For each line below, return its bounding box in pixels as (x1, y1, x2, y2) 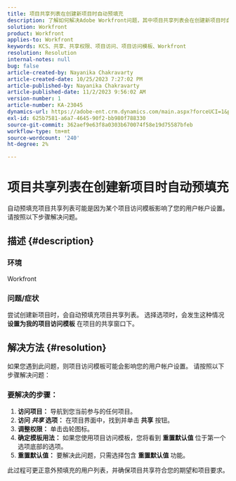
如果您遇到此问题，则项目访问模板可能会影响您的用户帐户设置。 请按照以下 (7, 362, 225, 370)
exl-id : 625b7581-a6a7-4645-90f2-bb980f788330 (7, 114, 146, 121)
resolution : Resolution (7, 50, 77, 57)
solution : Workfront (7, 23, 68, 30)
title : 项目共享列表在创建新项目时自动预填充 (7, 10, 124, 18)
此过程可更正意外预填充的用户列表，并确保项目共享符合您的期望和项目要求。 (7, 466, 229, 475)
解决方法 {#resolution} (7, 342, 107, 354)
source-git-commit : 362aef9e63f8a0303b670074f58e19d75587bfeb (7, 121, 193, 129)
